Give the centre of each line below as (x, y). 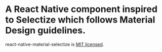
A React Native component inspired (82, 9)
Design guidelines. (46, 30)
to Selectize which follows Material (80, 20)
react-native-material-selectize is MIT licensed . (55, 44)
